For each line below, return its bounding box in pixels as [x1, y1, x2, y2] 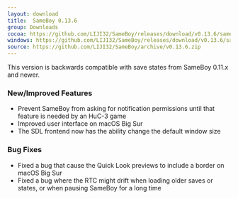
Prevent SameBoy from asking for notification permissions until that [17, 104, 215, 113]
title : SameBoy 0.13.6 [7, 17, 78, 24]
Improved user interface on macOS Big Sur [17, 119, 143, 128]
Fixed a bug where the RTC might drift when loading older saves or [17, 176, 214, 185]
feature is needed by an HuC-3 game [17, 112, 127, 121]
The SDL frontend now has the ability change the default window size [17, 127, 221, 136]
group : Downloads [7, 23, 59, 31]
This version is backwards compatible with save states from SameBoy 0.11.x [7, 63, 229, 71]
